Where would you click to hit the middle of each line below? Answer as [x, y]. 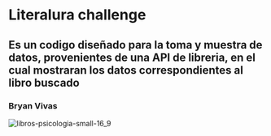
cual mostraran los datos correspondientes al [126, 70]
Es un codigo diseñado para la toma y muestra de [135, 45]
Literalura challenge [77, 15]
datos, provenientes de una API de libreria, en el [132, 57]
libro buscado [44, 83]
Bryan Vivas [33, 105]
